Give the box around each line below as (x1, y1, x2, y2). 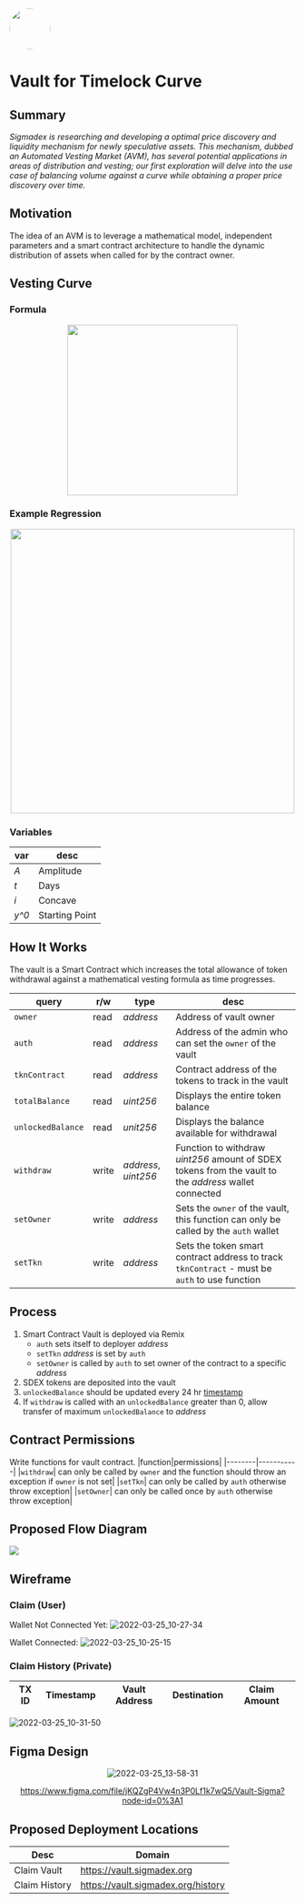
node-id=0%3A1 (122, 1796, 183, 1807)
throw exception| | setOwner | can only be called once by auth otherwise (9, 1485, 274, 1496)
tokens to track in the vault (175, 1074, 289, 1087)
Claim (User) (9, 1598, 66, 1611)
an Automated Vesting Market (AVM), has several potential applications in (9, 151, 288, 161)
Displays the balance (175, 1115, 265, 1128)
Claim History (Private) (9, 1659, 113, 1672)
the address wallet (175, 1175, 254, 1188)
